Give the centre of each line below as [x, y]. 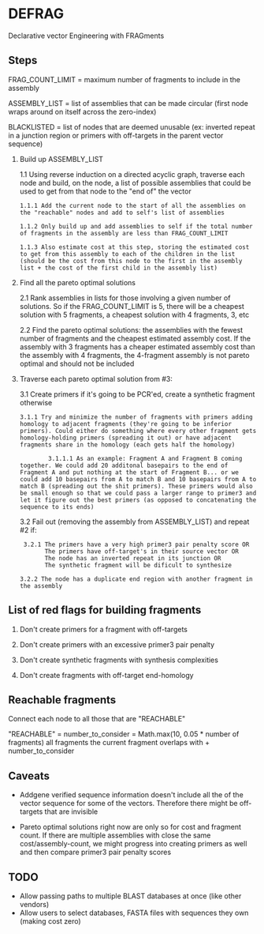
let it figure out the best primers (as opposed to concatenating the [138, 500]
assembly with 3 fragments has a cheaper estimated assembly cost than [137, 346]
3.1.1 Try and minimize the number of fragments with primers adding [136, 417]
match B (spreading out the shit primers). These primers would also [136, 486]
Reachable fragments [62, 700]
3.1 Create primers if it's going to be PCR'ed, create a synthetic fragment [137, 394]
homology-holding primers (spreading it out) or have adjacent [126, 438]
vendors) [34, 904]
